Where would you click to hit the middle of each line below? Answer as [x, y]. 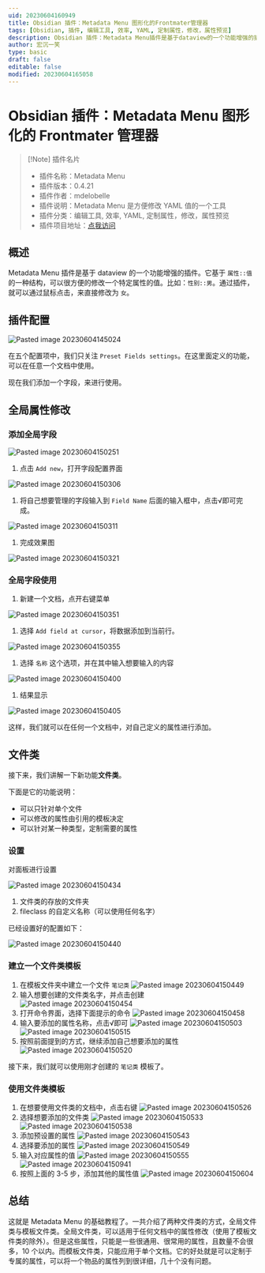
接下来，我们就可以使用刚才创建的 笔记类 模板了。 [88, 1066]
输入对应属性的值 [47, 1155]
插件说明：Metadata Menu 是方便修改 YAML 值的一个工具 [132, 205]
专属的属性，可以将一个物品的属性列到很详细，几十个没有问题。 [112, 1260]
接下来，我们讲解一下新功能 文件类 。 [67, 774]
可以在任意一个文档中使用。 [53, 366]
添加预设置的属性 [47, 1136]
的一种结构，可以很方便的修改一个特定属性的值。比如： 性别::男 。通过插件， [131, 283]
